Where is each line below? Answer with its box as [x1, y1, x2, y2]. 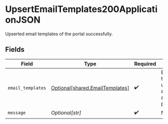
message [7, 110, 26, 116]
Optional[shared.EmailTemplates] [50, 84, 129, 91]
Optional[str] [50, 109, 81, 116]
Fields [5, 45, 25, 54]
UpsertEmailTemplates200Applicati [5, 4, 157, 15]
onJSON [5, 14, 41, 26]
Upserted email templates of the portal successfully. [5, 31, 113, 37]
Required [134, 60, 156, 67]
